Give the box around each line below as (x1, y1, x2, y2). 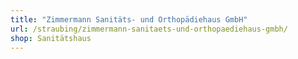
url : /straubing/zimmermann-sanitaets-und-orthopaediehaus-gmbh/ (10, 24, 288, 34)
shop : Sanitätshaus (10, 33, 92, 43)
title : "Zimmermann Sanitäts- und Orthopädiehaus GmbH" (10, 14, 248, 25)
